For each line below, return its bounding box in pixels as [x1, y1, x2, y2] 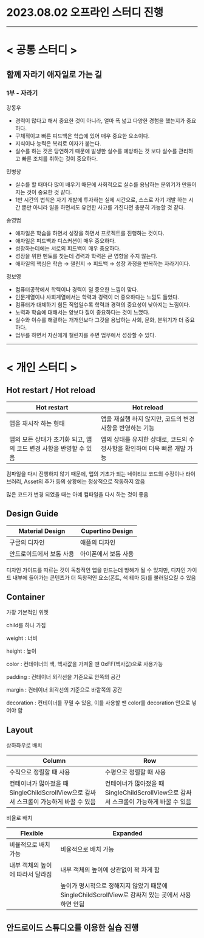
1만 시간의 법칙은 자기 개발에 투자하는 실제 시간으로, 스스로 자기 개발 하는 [15, 196, 188, 203]
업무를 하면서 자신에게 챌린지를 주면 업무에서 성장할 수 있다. [15, 331, 157, 338]
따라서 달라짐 [16, 870, 52, 879]
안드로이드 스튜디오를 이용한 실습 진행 [6, 922, 139, 933]
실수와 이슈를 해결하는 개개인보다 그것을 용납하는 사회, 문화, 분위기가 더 [15, 316, 184, 323]
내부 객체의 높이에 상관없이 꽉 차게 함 [60, 866, 160, 874]
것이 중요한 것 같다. [26, 188, 72, 195]
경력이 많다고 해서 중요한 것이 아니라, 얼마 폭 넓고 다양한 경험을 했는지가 [15, 117, 185, 124]
